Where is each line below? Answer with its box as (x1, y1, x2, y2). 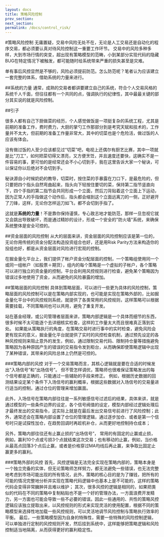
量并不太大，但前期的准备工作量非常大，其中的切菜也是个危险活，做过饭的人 (5, 130, 159, 136)
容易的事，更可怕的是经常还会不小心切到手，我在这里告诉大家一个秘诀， (9, 159, 155, 165)
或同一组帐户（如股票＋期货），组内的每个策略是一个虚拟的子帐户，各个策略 (5, 262, 157, 268)
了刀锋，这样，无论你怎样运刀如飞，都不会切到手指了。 (5, 200, 116, 206)
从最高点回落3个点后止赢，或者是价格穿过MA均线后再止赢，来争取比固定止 (5, 443, 156, 449)
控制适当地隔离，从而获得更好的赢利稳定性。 (5, 527, 95, 533)
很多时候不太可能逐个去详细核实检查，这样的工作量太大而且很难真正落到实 (5, 320, 155, 326)
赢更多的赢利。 (5, 449, 35, 455)
